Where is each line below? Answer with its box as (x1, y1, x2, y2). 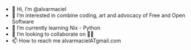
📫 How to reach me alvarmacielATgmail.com (11, 37, 121, 44)
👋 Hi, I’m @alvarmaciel (11, 6, 67, 12)
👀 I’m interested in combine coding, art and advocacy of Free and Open (11, 12, 186, 19)
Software (11, 18, 34, 25)
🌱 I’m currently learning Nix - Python (11, 24, 101, 31)
